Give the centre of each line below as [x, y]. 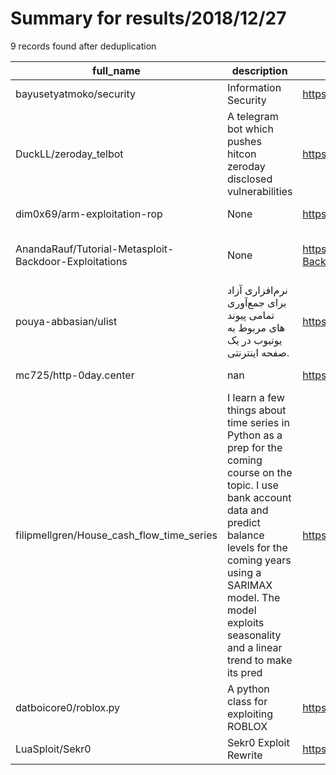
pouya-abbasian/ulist [66, 321]
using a [244, 572]
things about [256, 410]
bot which [250, 129]
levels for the [257, 547]
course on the [259, 472]
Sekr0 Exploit [258, 742]
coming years [259, 560]
